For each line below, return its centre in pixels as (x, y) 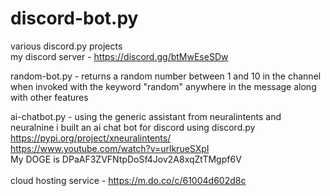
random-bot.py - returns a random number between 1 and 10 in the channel (166, 76)
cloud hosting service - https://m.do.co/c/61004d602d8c (128, 180)
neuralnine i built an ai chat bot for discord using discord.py (133, 127)
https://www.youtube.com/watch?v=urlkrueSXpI (110, 148)
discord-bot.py (74, 18)
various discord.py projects (66, 46)
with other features (49, 97)
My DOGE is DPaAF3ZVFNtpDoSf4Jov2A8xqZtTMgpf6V (126, 159)
